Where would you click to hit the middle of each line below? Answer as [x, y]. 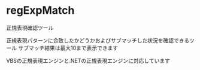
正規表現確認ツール [30, 28]
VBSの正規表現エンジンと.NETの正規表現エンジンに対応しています [88, 60]
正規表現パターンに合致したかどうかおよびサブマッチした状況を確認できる [98, 40]
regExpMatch [40, 10]
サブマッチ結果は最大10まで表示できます [68, 48]
